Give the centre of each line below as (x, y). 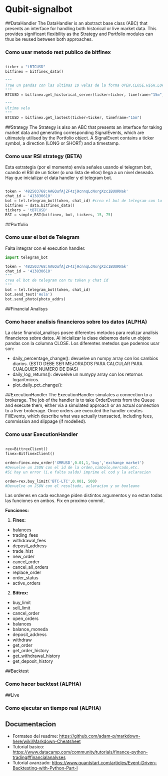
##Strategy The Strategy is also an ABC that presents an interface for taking (84, 127)
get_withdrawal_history (36, 656)
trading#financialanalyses (39, 757)
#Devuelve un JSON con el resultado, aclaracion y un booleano (72, 486)
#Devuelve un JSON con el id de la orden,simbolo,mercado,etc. (72, 468)
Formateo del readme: (35, 736)
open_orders (25, 618)
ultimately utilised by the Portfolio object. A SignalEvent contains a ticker (80, 138)
